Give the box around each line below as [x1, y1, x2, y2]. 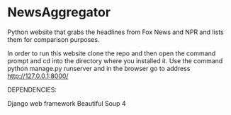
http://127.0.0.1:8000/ [7, 72, 69, 80]
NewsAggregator [7, 4, 111, 21]
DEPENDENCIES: [7, 85, 57, 94]
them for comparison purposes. [7, 35, 100, 43]
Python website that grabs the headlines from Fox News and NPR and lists [7, 28, 225, 36]
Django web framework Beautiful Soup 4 [7, 99, 126, 107]
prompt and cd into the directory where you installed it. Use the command [7, 56, 223, 65]
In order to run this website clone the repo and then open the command [7, 49, 216, 57]
